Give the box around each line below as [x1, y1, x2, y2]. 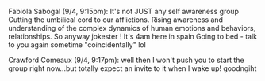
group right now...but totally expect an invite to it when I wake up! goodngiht [8, 64, 257, 73]
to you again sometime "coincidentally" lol [8, 40, 147, 50]
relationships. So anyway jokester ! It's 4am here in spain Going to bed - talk [8, 31, 258, 41]
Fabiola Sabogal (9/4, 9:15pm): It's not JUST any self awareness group [8, 7, 240, 16]
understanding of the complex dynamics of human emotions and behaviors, [8, 24, 256, 32]
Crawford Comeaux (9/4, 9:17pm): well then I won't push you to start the [8, 55, 244, 64]
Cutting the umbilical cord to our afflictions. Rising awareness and [8, 15, 224, 24]
